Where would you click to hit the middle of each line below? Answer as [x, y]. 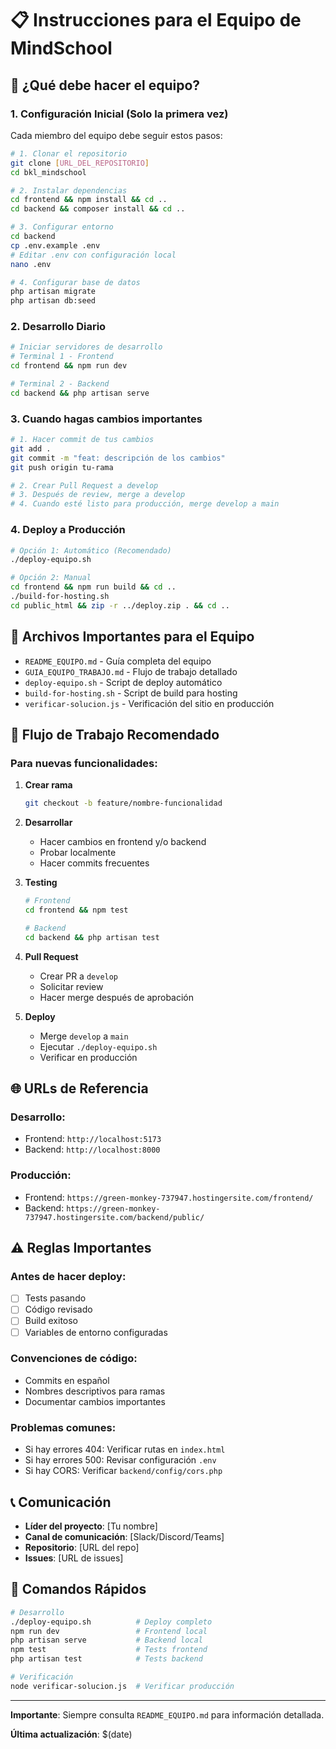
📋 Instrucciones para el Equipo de [156, 20]
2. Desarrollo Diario [58, 327]
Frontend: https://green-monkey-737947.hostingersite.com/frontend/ [169, 1197]
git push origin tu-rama [62, 467]
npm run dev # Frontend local [109, 1631]
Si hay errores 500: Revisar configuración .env [120, 1460]
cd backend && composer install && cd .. [98, 209]
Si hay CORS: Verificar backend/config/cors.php [123, 1471]
